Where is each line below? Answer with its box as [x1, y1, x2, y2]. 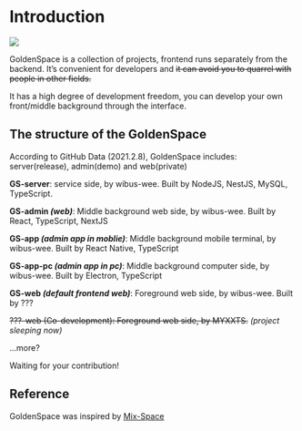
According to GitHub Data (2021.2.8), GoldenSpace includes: [9, 150, 237, 161]
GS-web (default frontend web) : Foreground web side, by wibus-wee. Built [9, 287, 294, 298]
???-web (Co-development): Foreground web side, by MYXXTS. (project [9, 314, 280, 325]
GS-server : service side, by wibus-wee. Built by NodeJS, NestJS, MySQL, [9, 178, 288, 189]
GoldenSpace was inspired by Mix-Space [9, 410, 165, 421]
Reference [9, 386, 70, 402]
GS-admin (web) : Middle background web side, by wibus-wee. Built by [9, 205, 277, 216]
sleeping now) [9, 324, 63, 335]
